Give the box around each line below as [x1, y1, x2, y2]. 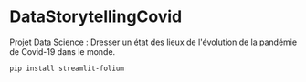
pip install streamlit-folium [9, 64, 125, 73]
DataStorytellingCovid [9, 6, 183, 27]
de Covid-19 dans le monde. [9, 46, 116, 56]
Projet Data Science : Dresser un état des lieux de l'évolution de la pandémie [9, 36, 298, 47]
